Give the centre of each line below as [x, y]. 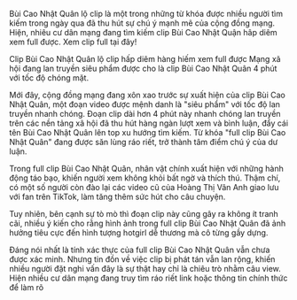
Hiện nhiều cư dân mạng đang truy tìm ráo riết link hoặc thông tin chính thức [148, 278]
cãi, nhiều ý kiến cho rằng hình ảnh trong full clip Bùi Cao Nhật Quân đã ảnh [148, 223]
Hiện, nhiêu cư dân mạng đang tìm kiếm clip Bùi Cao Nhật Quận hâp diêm [143, 32]
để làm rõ [27, 287]
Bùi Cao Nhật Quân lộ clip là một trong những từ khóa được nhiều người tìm [146, 14]
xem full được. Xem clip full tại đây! [73, 42]
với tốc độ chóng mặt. [49, 78]
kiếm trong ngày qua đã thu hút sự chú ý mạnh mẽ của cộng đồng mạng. [142, 23]
